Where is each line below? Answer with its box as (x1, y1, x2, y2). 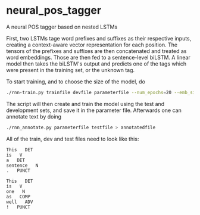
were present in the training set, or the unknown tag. (6, 66, 135, 73)
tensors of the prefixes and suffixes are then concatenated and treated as (6, 47, 187, 54)
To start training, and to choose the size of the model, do (6, 78, 146, 85)
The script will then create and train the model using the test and (6, 100, 165, 107)
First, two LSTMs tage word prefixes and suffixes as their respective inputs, (6, 35, 192, 42)
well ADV (6, 199, 33, 205)
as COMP (6, 194, 31, 200)
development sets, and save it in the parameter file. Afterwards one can (6, 107, 182, 114)
